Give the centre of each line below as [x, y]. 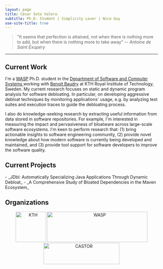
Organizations [27, 203]
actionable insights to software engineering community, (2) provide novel [78, 134]
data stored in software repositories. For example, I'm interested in [72, 119]
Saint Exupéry [31, 47]
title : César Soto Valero [31, 14]
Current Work [26, 67]
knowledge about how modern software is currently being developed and [78, 140]
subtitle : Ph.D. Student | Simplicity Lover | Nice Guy [63, 18]
